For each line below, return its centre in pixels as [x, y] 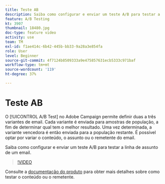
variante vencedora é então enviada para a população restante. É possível [81, 132]
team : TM [14, 42]
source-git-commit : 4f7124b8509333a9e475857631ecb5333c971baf [70, 60]
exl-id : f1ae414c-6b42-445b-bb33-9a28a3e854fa [54, 46]
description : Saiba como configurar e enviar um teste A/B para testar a [83, 14]
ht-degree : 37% [21, 74]
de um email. [18, 152]
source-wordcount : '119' [31, 70]
